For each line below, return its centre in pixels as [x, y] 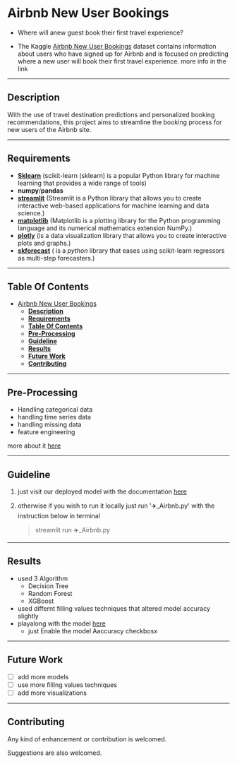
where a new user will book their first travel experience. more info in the [122, 61]
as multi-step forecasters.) [56, 258]
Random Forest [50, 593]
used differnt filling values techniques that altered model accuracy [114, 608]
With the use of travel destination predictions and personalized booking [111, 114]
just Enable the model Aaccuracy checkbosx [93, 631]
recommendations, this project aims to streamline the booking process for [115, 122]
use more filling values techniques [67, 685]
